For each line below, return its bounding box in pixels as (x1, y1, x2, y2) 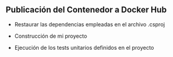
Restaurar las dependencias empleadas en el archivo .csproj (14, 20, 165, 28)
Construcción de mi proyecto (14, 32, 87, 40)
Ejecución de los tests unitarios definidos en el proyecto (14, 44, 155, 51)
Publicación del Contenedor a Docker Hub (5, 5, 167, 15)
